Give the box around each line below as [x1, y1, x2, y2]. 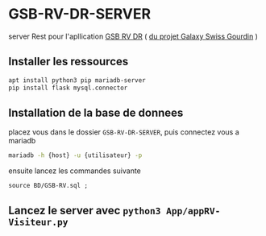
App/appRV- [165, 205, 221, 217]
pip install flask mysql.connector [8, 84, 128, 92]
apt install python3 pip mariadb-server [8, 76, 147, 85]
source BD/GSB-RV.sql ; [8, 182, 89, 190]
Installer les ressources [8, 55, 129, 68]
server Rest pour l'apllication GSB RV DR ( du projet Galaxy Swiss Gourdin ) [8, 31, 258, 41]
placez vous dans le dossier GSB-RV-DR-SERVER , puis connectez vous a [8, 127, 239, 137]
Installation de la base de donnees [8, 106, 184, 119]
